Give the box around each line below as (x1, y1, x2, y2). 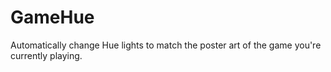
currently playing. (10, 49, 83, 61)
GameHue (10, 6, 95, 29)
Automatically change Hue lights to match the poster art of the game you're (10, 39, 322, 51)
